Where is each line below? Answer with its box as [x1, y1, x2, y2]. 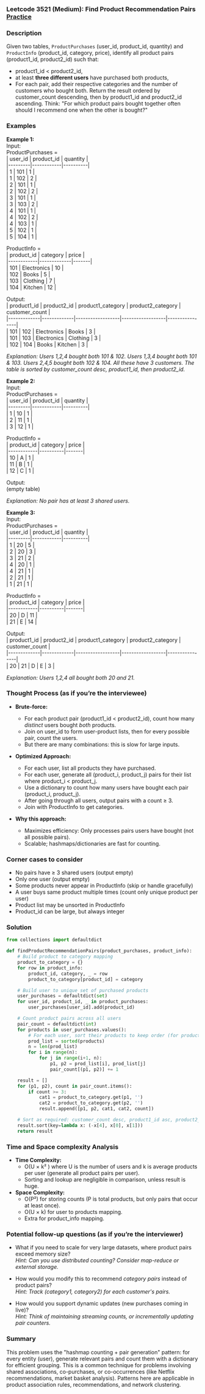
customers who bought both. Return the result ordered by [15, 87, 160, 95]
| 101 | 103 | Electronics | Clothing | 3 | [6, 334, 101, 342]
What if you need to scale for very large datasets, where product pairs [15, 1244, 192, 1251]
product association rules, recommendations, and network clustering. [6, 1381, 181, 1388]
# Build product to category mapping [17, 954, 113, 960]
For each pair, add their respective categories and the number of [15, 81, 178, 88]
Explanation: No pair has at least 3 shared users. [6, 497, 130, 505]
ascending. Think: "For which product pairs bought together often [15, 100, 181, 107]
